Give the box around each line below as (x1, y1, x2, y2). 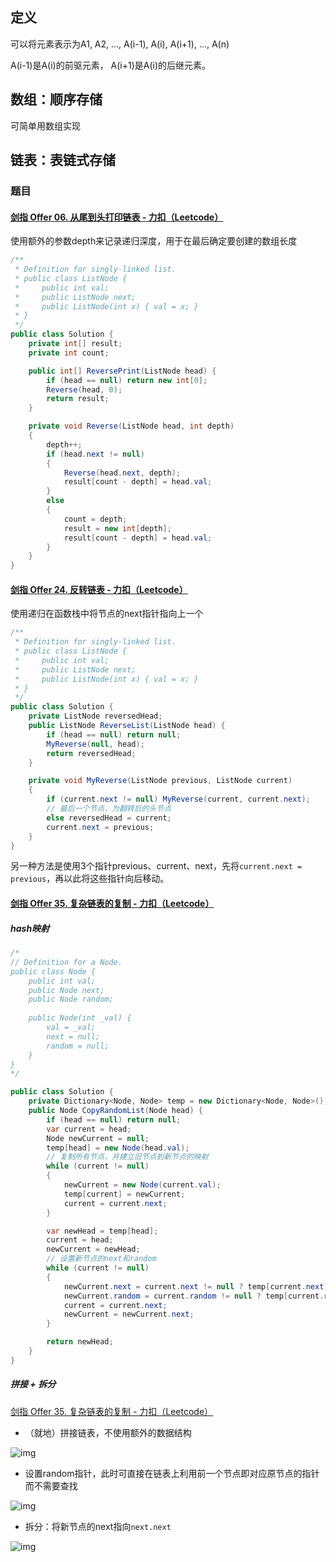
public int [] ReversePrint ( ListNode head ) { (28, 366, 217, 376)
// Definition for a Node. (10, 957, 123, 967)
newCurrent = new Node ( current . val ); (63, 1180, 222, 1190)
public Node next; (28, 985, 105, 995)
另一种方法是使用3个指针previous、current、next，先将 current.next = (10, 860, 303, 872)
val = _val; (46, 1023, 97, 1033)
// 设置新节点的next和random (46, 1254, 157, 1264)
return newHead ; (46, 1337, 114, 1347)
